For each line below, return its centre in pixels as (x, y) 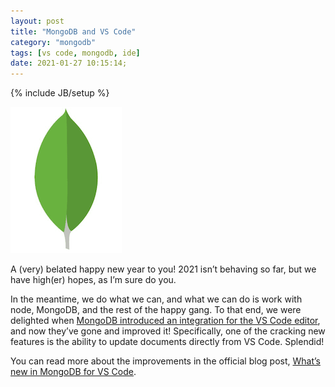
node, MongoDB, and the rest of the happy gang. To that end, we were (156, 310)
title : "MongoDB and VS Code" (73, 31)
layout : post (37, 21)
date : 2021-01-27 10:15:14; (69, 63)
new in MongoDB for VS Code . (73, 372)
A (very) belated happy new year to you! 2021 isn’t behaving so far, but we (163, 269)
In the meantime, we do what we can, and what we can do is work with (156, 299)
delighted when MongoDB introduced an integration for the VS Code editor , (165, 321)
